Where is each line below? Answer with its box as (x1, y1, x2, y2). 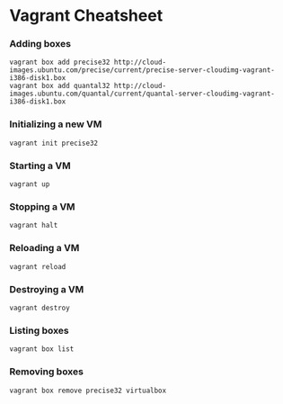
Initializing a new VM (9, 118, 102, 130)
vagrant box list (9, 345, 75, 354)
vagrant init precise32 (9, 139, 99, 148)
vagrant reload (9, 262, 66, 271)
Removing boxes (9, 365, 84, 378)
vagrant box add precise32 (9, 58, 111, 67)
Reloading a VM (9, 242, 80, 255)
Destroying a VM (9, 283, 84, 295)
